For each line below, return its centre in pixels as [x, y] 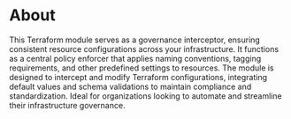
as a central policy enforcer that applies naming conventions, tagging [135, 58]
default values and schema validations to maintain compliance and [130, 86]
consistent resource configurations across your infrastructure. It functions [144, 48]
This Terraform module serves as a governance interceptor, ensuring [135, 40]
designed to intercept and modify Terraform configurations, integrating [138, 77]
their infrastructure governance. [67, 105]
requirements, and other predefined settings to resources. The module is [142, 68]
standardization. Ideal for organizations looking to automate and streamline [145, 96]
